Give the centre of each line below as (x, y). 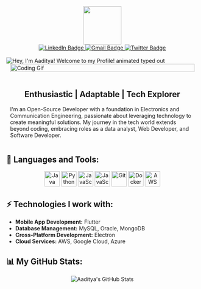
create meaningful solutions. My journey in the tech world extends (93, 122)
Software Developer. (36, 135)
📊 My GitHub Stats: (44, 261)
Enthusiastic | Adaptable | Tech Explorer (102, 94)
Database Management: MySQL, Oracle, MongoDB (80, 229)
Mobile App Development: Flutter (58, 222)
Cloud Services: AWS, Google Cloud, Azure (70, 241)
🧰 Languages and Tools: (53, 160)
